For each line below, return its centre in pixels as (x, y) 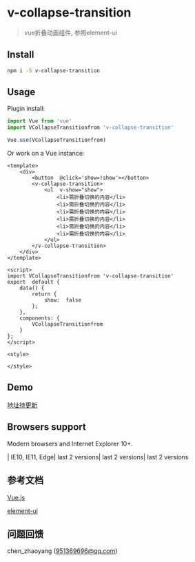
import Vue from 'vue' (40, 121)
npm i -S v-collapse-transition (53, 70)
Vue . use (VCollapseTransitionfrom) (57, 140)
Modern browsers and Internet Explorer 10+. (70, 444)
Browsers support (47, 427)
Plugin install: (26, 109)
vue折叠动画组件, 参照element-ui (70, 32)
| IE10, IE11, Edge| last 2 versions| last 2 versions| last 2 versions (98, 457)
